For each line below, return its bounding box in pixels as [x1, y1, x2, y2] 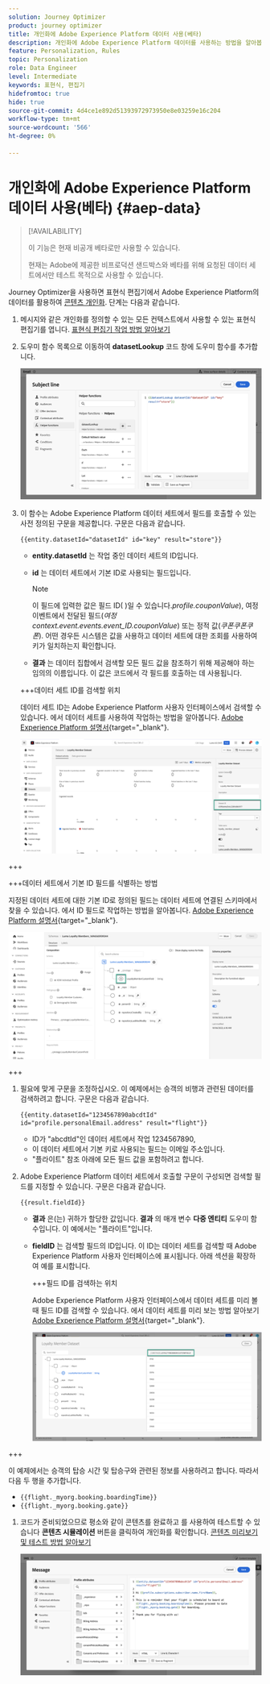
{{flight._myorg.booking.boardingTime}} [19, 1493, 157, 1501]
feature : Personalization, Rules [8, 47, 121, 56]
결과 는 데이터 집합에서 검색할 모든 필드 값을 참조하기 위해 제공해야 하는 [31, 658, 256, 667]
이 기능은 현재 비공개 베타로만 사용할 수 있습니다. [27, 243, 181, 252]
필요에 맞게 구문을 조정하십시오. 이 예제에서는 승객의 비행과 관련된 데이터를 [19, 1083, 255, 1093]
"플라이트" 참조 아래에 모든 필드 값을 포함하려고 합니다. [31, 1154, 204, 1164]
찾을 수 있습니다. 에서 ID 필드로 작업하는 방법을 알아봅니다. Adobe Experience [8, 905, 254, 915]
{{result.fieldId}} [19, 1198, 86, 1207]
